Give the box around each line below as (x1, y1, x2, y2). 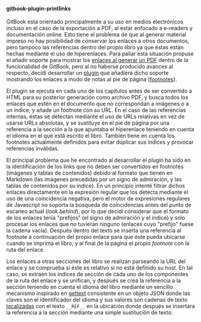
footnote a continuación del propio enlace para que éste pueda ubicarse (6, 234, 185, 241)
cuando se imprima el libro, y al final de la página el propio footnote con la (6, 240, 190, 247)
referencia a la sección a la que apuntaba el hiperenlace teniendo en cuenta (6, 126, 194, 133)
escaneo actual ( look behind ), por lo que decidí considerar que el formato (6, 208, 189, 215)
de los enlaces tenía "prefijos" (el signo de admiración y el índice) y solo (6, 214, 185, 221)
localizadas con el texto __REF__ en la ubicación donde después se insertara (6, 303, 196, 310)
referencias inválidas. (6, 145, 59, 152)
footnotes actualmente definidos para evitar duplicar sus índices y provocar (6, 138, 194, 146)
